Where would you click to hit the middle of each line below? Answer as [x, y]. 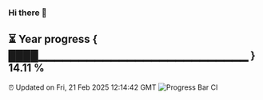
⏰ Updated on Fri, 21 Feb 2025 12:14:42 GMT [83, 87]
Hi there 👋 [28, 13]
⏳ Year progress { [53, 39]
